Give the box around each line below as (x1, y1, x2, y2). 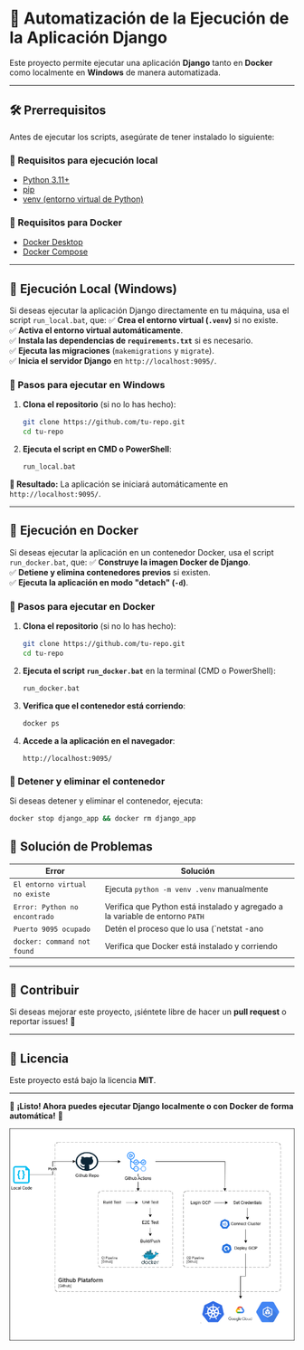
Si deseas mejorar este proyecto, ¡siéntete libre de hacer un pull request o (9, 1006, 287, 1017)
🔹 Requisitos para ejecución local (9, 154, 158, 166)
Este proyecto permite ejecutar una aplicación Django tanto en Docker (9, 57, 273, 68)
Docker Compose (22, 246, 89, 257)
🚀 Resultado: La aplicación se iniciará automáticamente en (9, 479, 229, 490)
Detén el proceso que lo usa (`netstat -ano (104, 923, 264, 934)
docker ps (22, 718, 61, 727)
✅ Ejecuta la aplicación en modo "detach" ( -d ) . (9, 576, 188, 587)
